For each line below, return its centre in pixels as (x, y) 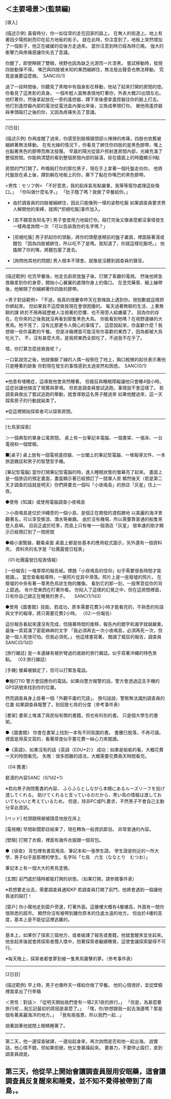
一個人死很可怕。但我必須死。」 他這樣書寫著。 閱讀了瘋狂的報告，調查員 (85, 637)
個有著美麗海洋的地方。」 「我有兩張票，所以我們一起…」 (65, 1015)
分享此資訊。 (19, 807)
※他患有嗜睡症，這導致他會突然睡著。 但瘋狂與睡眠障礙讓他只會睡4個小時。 (84, 381)
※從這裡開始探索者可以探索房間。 (40, 411)
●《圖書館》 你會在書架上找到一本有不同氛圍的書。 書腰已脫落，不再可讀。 (84, 732)
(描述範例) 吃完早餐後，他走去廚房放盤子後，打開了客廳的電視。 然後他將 (82, 276)
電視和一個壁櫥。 (23, 444)
